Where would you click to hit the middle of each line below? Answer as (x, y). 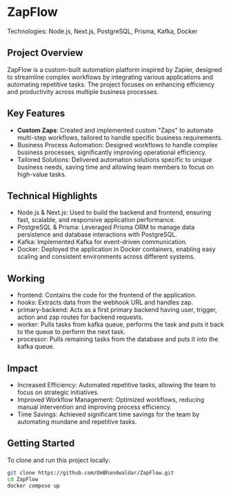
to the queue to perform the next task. (71, 332)
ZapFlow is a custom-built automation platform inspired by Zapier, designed (115, 69)
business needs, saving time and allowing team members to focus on (115, 167)
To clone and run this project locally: (59, 460)
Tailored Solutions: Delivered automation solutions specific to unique (114, 159)
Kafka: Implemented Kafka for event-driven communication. (102, 242)
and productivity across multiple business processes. (83, 91)
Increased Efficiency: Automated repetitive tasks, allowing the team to (116, 385)
